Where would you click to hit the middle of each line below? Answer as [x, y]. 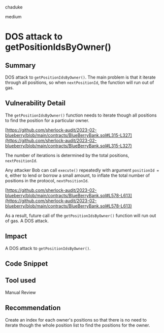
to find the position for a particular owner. [47, 120]
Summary [20, 65]
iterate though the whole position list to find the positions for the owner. [78, 325]
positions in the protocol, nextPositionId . [47, 180]
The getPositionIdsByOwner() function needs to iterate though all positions [81, 115]
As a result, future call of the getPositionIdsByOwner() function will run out [81, 215]
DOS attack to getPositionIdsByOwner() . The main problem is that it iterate [81, 77]
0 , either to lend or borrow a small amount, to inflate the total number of [78, 175]
